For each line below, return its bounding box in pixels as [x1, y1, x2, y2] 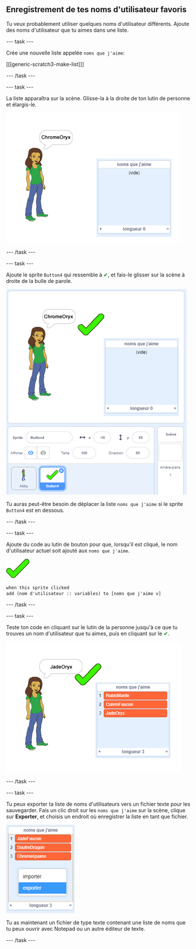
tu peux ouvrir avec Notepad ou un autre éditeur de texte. [6, 925, 146, 932]
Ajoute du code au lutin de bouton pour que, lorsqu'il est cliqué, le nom [6, 541, 178, 548]
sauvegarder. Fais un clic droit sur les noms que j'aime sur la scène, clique [6, 806, 186, 813]
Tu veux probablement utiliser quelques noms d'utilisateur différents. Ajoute [6, 20, 190, 27]
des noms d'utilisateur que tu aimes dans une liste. [6, 26, 129, 33]
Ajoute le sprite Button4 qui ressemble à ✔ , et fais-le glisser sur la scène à [6, 271, 185, 278]
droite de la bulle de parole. [6, 277, 72, 284]
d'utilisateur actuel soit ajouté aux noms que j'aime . [6, 547, 130, 554]
